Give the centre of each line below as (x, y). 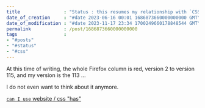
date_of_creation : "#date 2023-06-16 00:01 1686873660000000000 (97, 18)
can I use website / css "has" (44, 98)
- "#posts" (20, 40)
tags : (37, 35)
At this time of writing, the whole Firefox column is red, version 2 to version (101, 69)
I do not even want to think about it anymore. (63, 87)
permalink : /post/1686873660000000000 (72, 29)
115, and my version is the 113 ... (46, 75)
